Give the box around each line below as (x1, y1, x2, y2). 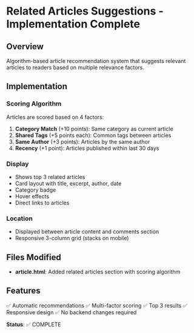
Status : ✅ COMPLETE (6, 320, 62, 328)
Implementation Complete (6, 17, 141, 31)
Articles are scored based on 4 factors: (6, 113, 104, 121)
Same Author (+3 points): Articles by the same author (15, 138, 150, 145)
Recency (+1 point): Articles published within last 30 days (15, 144, 159, 152)
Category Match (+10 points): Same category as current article (15, 125, 174, 132)
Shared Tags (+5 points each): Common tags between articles (15, 132, 172, 139)
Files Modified (6, 252, 62, 262)
